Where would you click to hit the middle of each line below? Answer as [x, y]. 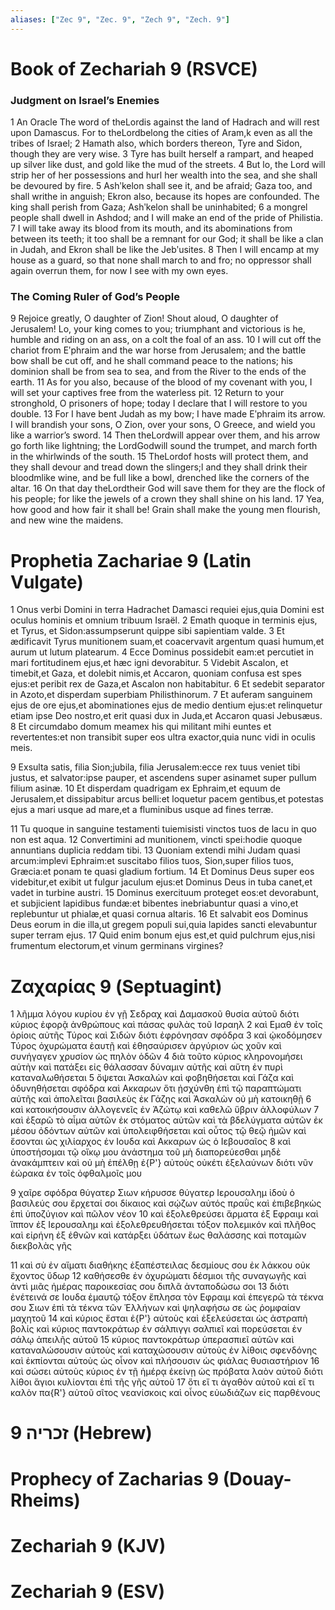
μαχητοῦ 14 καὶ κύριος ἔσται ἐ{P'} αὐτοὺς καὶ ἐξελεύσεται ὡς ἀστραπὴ [159, 1318]
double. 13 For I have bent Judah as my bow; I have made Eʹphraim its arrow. [168, 414]
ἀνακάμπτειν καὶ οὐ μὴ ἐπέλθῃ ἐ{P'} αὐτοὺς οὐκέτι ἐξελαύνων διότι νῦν [162, 1163]
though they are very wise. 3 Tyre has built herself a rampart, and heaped [162, 154]
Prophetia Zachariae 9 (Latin [131, 560]
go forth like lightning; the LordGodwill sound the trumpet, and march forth [164, 446]
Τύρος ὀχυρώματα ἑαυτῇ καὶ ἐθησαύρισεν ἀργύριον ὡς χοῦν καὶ [146, 1046]
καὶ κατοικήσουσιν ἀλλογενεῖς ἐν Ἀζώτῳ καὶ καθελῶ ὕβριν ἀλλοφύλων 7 [165, 1110]
